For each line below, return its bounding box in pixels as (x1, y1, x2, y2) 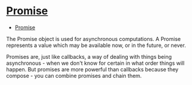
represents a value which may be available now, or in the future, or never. (6, 42, 186, 49)
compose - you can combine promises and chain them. (6, 72, 142, 79)
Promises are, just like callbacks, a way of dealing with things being (6, 53, 172, 60)
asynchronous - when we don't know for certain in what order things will (6, 59, 185, 67)
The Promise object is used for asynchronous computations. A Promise (6, 35, 181, 42)
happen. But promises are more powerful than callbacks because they (6, 65, 179, 73)
